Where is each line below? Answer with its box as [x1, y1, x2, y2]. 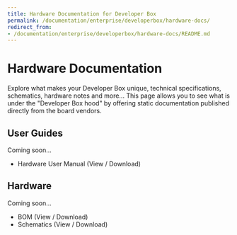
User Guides [7, 127, 64, 139]
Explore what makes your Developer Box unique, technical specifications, [7, 84, 221, 93]
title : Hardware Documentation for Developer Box [7, 10, 157, 18]
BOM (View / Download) [17, 212, 88, 221]
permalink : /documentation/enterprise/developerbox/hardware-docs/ [7, 17, 211, 24]
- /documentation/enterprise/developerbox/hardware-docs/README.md [7, 30, 211, 38]
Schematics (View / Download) [17, 220, 108, 229]
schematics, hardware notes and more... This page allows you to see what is [7, 91, 231, 100]
